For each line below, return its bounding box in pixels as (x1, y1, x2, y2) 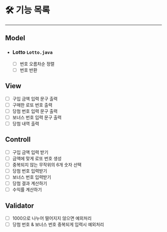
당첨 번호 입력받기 (12, 168, 47, 174)
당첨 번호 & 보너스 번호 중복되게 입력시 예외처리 (12, 222, 104, 227)
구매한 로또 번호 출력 (12, 102, 53, 108)
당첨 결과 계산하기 (12, 180, 47, 186)
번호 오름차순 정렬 (19, 61, 55, 67)
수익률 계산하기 (12, 187, 42, 193)
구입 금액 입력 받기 (12, 149, 49, 155)
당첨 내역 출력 (12, 120, 39, 126)
